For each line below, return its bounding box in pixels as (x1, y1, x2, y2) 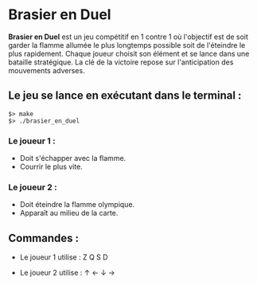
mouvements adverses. (8, 65, 85, 75)
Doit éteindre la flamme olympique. (19, 200, 135, 209)
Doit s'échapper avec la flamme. (19, 154, 127, 163)
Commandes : (8, 231, 80, 244)
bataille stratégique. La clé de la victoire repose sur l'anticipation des (8, 57, 234, 67)
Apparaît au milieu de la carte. (19, 209, 119, 218)
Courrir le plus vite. (19, 162, 84, 172)
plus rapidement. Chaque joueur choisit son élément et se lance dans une (8, 49, 250, 58)
